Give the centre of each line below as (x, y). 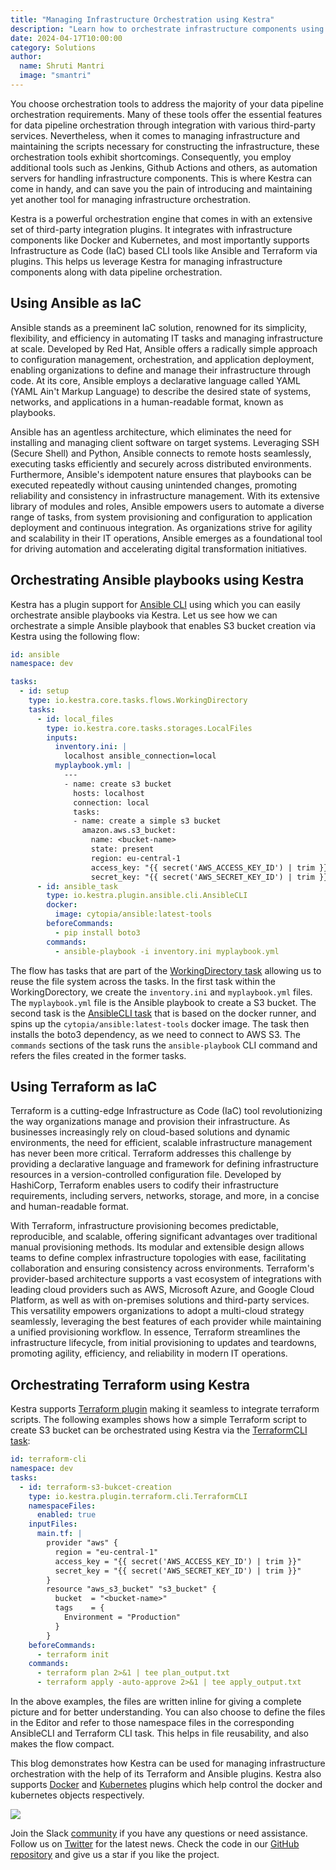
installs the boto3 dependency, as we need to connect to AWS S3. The (155, 1034)
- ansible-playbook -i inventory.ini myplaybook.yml (167, 951)
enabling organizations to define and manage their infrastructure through (161, 370)
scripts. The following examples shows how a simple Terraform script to (158, 1420)
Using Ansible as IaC (76, 303)
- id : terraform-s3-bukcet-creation (95, 1487)
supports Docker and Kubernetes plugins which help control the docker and (166, 1784)
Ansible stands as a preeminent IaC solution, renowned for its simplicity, (158, 327)
